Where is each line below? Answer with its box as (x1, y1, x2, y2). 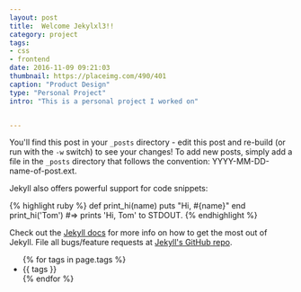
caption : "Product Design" (9, 80, 111, 89)
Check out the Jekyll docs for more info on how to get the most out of (9, 227, 268, 238)
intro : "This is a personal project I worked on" (9, 96, 199, 106)
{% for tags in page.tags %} (22, 254, 127, 265)
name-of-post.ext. (9, 165, 77, 176)
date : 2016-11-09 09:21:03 (9, 64, 111, 73)
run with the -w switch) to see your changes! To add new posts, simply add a (9, 146, 293, 157)
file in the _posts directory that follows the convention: (9, 156, 211, 167)
